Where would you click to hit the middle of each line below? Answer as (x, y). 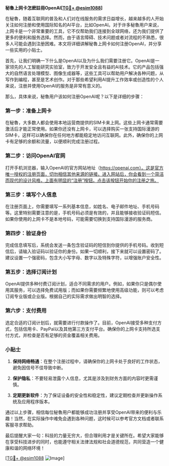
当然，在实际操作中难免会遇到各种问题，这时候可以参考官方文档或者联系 (89, 419)
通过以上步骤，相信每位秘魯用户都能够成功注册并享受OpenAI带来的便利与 (81, 412)
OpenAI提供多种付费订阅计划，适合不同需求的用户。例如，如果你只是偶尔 (81, 284)
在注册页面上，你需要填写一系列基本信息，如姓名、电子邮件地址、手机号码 (82, 206)
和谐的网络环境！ (27, 448)
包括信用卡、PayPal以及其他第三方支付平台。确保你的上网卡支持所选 (85, 329)
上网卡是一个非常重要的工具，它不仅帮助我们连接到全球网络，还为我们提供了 (84, 31)
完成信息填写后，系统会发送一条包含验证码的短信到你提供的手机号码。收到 (82, 245)
